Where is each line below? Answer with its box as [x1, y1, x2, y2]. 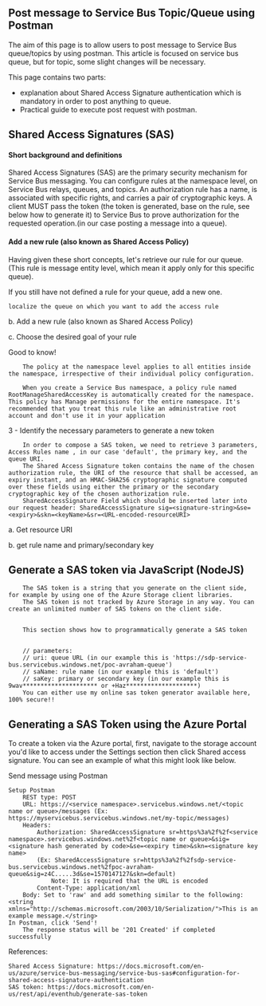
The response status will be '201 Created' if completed [22, 926, 216, 934]
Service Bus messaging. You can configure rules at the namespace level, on [8, 176, 258, 186]
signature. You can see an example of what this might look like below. [8, 756, 237, 765]
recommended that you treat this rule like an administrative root [8, 404, 237, 413]
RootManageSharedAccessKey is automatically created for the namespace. [8, 391, 255, 399]
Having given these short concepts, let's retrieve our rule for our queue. [8, 254, 244, 264]
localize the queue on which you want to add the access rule [8, 302, 219, 310]
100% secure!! [8, 696, 56, 704]
